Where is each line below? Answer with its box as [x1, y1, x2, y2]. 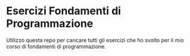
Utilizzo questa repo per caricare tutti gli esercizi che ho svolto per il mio [6, 36, 184, 43]
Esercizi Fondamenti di [6, 4, 121, 18]
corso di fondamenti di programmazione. [6, 43, 106, 50]
